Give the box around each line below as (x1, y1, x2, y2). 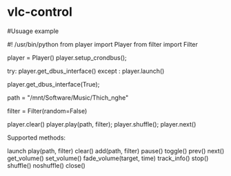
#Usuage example (7, 27, 59, 35)
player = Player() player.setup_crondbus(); (7, 53, 128, 62)
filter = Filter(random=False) (7, 107, 88, 115)
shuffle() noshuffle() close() (7, 161, 86, 169)
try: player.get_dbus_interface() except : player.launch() (7, 67, 165, 75)
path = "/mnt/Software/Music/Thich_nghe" (7, 93, 129, 102)
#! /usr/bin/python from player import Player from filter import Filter (7, 40, 199, 48)
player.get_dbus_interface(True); (7, 80, 100, 88)
